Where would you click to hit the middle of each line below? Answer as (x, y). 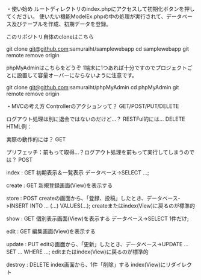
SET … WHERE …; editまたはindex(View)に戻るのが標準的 (77, 252)
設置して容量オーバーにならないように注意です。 (77, 75)
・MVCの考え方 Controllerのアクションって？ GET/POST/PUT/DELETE (93, 106)
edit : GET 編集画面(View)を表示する (51, 231)
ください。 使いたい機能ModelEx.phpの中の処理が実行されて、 (89, 16)
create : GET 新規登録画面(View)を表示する (60, 185)
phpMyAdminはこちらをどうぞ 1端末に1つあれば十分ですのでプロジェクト (97, 68)
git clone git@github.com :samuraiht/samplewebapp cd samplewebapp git (98, 49)
